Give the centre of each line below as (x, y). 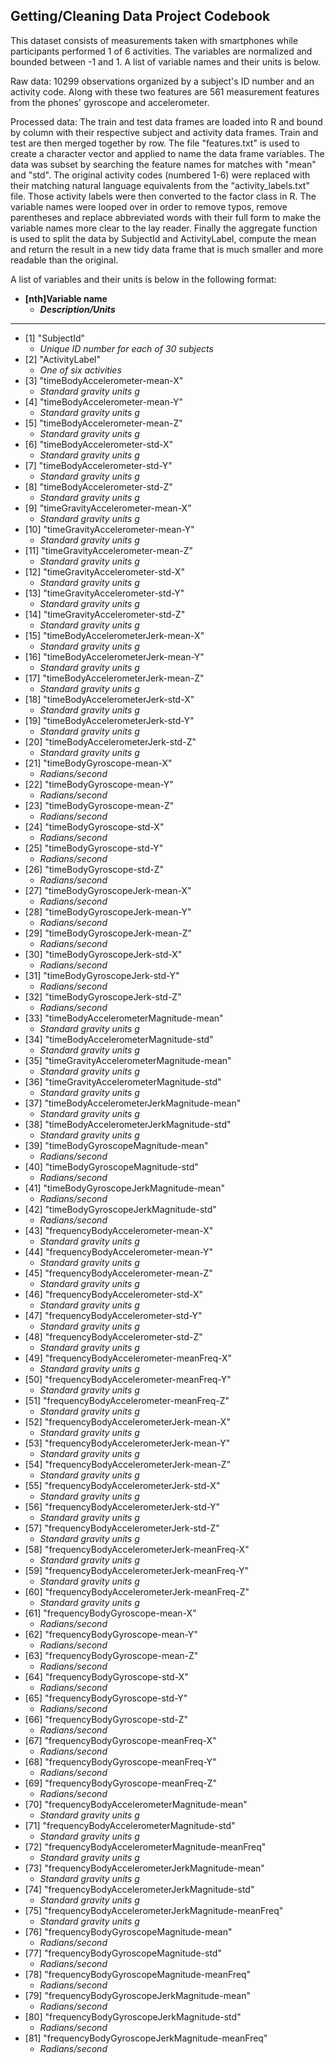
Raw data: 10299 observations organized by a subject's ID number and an (162, 81)
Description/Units (77, 309)
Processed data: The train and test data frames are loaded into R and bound (166, 121)
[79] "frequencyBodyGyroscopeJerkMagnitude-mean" (137, 1995)
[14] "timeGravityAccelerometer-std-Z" (105, 614)
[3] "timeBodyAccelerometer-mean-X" (104, 380)
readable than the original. (64, 260)
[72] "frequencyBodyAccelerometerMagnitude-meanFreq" (145, 1846)
